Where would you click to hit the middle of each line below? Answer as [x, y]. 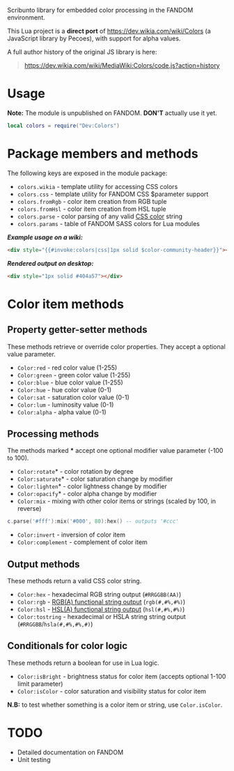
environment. [26, 17]
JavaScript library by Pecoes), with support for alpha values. [94, 38]
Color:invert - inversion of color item [71, 535]
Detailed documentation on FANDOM [70, 752]
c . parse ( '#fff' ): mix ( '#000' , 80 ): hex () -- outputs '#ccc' [93, 522]
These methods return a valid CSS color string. [75, 581]
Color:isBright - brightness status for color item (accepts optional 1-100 [122, 676]
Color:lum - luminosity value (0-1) [65, 405]
